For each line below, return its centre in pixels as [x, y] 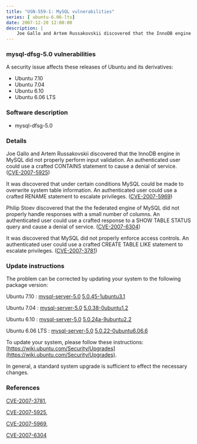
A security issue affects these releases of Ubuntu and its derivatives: [90, 67]
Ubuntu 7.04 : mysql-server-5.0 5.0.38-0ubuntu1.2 [67, 308]
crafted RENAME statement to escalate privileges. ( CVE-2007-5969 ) [89, 197]
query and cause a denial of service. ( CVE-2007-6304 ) [73, 227]
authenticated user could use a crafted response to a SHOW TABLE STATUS [98, 221]
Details [17, 141]
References [23, 388]
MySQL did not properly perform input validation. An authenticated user [93, 160]
